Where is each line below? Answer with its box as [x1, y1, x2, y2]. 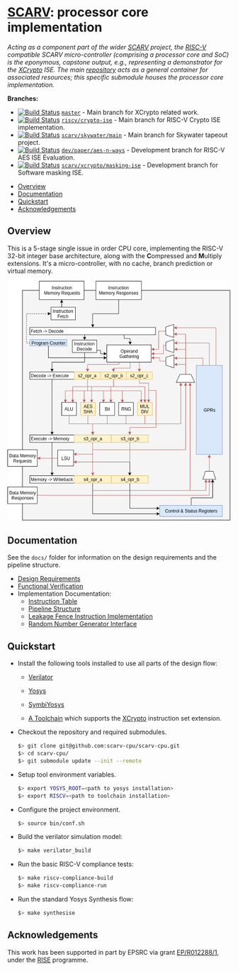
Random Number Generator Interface [28, 620, 137, 628]
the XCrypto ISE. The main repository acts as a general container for [7, 65, 208, 74]
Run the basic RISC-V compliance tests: [17, 860, 134, 869]
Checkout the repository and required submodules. [17, 728, 167, 736]
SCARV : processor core [7, 4, 149, 21]
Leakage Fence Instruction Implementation [28, 612, 154, 621]
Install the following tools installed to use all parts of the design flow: [17, 659, 218, 667]
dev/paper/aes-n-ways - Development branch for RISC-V [61, 145, 225, 154]
